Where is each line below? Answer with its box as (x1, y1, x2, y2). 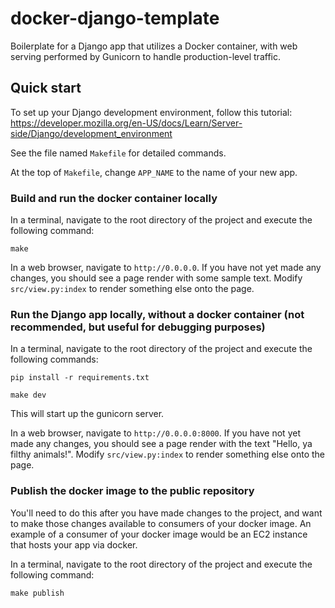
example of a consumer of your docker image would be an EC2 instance (10, 528, 308, 540)
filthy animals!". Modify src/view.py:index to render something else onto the (10, 448, 326, 461)
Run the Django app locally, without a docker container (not (10, 307, 305, 321)
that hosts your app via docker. (10, 538, 138, 551)
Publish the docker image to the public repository (10, 484, 255, 498)
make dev (10, 390, 47, 401)
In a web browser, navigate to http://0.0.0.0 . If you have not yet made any (10, 262, 322, 274)
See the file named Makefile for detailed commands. (10, 147, 227, 159)
